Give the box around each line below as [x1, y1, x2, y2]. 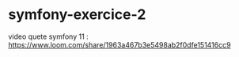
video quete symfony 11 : [8, 32, 89, 41]
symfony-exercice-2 [8, 6, 146, 24]
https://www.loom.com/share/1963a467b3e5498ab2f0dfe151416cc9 [8, 40, 231, 49]
